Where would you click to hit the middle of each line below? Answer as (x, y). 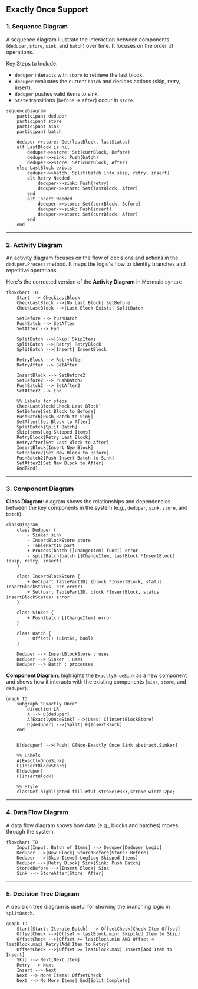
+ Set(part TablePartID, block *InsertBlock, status (93, 592)
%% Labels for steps (42, 401)
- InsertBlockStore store (59, 541)
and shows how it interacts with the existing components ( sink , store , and (96, 682)
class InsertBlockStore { (49, 577)
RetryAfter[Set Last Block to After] (63, 443)
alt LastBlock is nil (43, 147)
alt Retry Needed (48, 178)
